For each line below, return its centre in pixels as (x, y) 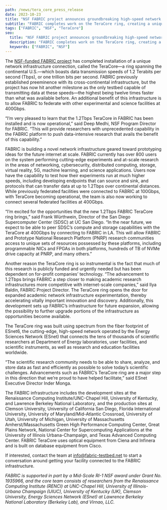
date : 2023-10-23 (23, 14)
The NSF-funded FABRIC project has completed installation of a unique (78, 61)
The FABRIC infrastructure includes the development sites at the (71, 393)
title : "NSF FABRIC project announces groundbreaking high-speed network (83, 19)
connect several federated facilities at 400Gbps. (55, 202)
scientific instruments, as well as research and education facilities (73, 347)
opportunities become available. (38, 316)
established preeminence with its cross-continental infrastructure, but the (81, 82)
